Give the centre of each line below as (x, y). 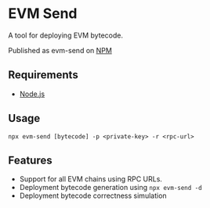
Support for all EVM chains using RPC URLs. (91, 179)
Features (30, 160)
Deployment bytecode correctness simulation (93, 195)
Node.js (32, 94)
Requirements (43, 75)
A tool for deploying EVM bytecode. (66, 35)
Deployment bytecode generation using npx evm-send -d (110, 188)
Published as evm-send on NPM (60, 50)
